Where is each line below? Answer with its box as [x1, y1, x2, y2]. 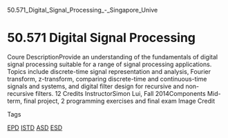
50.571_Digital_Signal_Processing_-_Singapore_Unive [7, 6, 158, 14]
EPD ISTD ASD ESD [7, 124, 63, 132]
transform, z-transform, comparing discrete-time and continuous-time [7, 75, 207, 83]
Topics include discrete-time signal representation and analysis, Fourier [7, 67, 211, 75]
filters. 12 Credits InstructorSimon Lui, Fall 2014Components [35, 89, 206, 97]
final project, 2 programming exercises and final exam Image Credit [23, 97, 216, 105]
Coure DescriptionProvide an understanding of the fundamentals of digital [7, 52, 218, 61]
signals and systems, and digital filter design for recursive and [7, 82, 184, 90]
